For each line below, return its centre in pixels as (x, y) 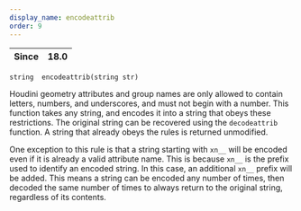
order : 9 (26, 26)
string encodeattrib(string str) (74, 77)
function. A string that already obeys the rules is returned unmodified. (139, 132)
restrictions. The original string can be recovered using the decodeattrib (143, 122)
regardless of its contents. (58, 197)
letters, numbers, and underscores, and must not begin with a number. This (149, 103)
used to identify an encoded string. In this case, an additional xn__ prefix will (151, 168)
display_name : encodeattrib (62, 18)
